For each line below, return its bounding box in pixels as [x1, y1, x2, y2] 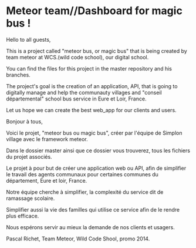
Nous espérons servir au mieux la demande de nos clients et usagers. [6, 223, 175, 230]
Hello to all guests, [6, 36, 51, 43]
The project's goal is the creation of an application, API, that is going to [6, 82, 178, 89]
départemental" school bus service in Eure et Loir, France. [6, 95, 147, 102]
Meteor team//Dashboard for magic [6, 4, 183, 18]
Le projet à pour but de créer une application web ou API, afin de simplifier [6, 165, 187, 172]
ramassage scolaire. [6, 195, 55, 202]
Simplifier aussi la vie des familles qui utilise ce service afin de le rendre [6, 206, 180, 213]
